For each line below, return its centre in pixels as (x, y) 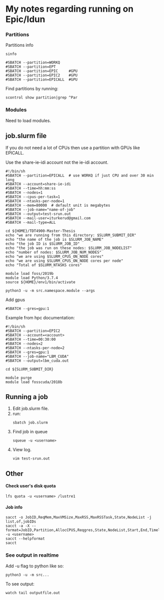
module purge (19, 378)
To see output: (20, 584)
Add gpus (15, 300)
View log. (22, 450)
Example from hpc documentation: (40, 317)
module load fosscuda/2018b (34, 382)
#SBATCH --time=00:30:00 (31, 339)
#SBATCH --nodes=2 (24, 344)
